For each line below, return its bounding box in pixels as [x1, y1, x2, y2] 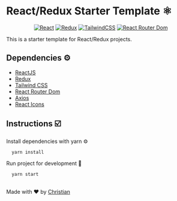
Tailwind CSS [14, 81, 48, 89]
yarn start [11, 172, 39, 178]
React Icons [14, 100, 45, 108]
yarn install [11, 149, 44, 155]
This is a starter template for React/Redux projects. [6, 35, 132, 42]
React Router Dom [14, 88, 61, 95]
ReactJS [14, 69, 36, 76]
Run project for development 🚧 [6, 160, 82, 167]
